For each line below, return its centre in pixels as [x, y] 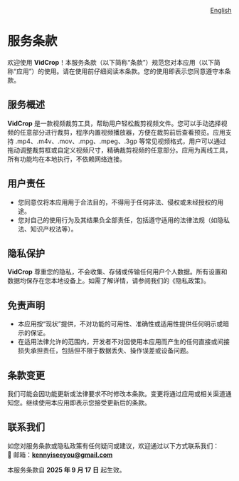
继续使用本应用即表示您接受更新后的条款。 [88, 403]
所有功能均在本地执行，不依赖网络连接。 [67, 159]
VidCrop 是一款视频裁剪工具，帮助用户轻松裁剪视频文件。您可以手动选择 [115, 123]
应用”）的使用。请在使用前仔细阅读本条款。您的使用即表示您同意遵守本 [121, 71]
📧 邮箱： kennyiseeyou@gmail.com [60, 455]
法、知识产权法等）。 [47, 229]
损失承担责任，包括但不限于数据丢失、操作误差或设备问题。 [105, 351]
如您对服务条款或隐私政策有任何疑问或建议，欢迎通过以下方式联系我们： [113, 445]
